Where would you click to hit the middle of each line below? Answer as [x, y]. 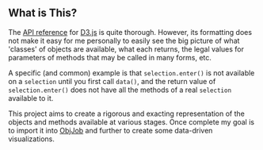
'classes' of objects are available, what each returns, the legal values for [126, 49]
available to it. [31, 98]
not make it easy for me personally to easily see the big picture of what [124, 40]
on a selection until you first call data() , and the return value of [112, 81]
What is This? [43, 13]
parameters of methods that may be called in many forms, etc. [110, 57]
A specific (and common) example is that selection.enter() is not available [131, 73]
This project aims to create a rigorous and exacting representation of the [127, 113]
